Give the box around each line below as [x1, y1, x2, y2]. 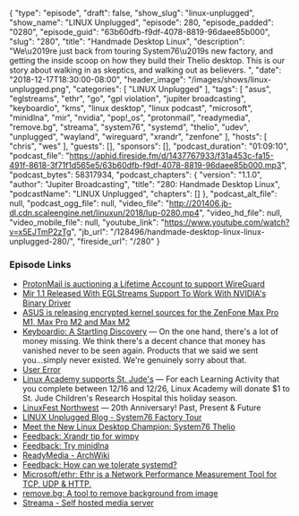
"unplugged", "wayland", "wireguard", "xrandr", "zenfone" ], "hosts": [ [9, 132, 268, 142]
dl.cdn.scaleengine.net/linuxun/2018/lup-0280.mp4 [9, 208, 200, 218]
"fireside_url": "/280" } [77, 236, 160, 246]
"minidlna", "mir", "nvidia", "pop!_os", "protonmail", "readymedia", [9, 112, 251, 123]
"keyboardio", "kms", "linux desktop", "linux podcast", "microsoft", [9, 103, 253, 113]
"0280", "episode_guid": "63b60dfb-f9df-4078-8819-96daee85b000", [9, 27, 270, 37]
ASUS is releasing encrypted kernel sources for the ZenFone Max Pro [21, 307, 279, 318]
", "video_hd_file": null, [199, 208, 283, 218]
